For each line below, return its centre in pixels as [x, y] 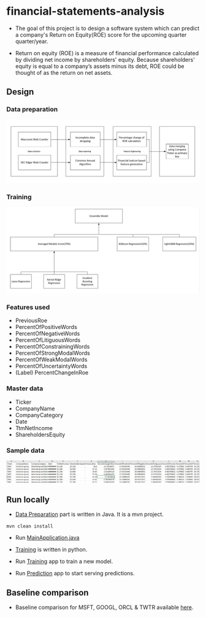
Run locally [28, 500]
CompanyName [35, 408]
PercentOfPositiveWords [46, 327]
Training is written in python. [51, 550]
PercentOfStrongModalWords [52, 353]
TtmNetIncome [34, 428]
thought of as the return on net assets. [64, 72]
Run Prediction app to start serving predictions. [75, 573]
